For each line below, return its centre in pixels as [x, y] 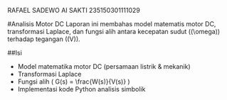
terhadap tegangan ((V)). [44, 39]
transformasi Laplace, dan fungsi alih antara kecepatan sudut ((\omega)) [114, 32]
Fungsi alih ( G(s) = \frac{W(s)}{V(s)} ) [74, 82]
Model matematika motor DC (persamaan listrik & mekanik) [104, 66]
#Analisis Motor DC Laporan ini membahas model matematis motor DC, [112, 24]
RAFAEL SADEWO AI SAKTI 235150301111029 [74, 10]
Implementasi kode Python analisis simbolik [81, 89]
